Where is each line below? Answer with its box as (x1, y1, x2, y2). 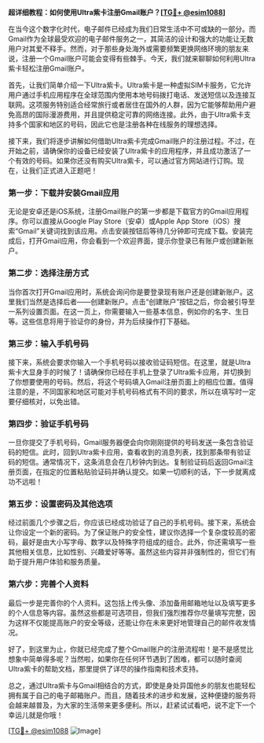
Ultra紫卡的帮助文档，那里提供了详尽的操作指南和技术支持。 (8, 664, 203, 673)
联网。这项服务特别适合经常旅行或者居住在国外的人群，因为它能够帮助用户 (8, 100, 249, 109)
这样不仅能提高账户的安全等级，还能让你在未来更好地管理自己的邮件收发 (14, 617, 249, 627)
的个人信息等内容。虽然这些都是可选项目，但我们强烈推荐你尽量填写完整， (8, 608, 249, 617)
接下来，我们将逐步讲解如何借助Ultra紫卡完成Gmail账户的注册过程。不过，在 (8, 137, 256, 145)
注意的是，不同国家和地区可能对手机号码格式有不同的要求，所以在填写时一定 (8, 387, 256, 396)
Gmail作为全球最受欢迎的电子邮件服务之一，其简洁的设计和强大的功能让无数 (8, 35, 254, 43)
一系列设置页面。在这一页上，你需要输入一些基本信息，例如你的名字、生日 (8, 307, 249, 316)
